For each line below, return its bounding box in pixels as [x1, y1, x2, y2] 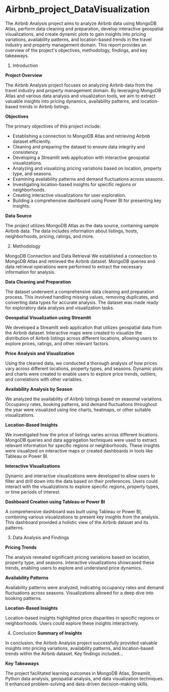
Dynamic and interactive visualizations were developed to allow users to [5, 472, 155, 479]
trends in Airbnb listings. [19, 103, 70, 109]
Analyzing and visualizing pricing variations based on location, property [12, 165, 162, 171]
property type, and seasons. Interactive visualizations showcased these [5, 559, 155, 565]
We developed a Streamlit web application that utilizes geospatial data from [5, 324, 162, 330]
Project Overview [5, 72, 43, 78]
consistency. [12, 149, 39, 155]
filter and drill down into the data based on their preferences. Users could [5, 478, 158, 484]
